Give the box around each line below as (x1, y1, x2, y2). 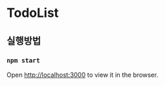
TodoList (6, 5, 59, 21)
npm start (6, 56, 40, 64)
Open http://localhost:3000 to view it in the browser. (6, 70, 159, 79)
